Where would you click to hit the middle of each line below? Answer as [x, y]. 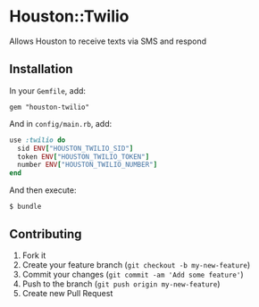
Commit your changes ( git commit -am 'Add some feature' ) [133, 274]
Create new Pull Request [67, 293]
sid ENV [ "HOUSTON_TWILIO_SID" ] [75, 148]
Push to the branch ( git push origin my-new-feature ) [121, 284]
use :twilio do [38, 140]
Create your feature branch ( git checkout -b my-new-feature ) [136, 264]
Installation [41, 69]
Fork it [34, 255]
